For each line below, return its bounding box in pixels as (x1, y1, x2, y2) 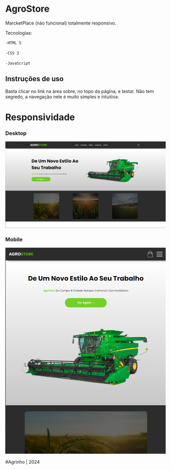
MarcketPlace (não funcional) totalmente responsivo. (5, 20, 117, 26)
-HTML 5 (5, 40, 22, 45)
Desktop (5, 130, 27, 137)
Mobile (5, 236, 23, 243)
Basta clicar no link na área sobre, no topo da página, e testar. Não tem (5, 88, 154, 94)
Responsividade (5, 111, 75, 123)
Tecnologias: (5, 30, 32, 36)
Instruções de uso (5, 75, 64, 83)
